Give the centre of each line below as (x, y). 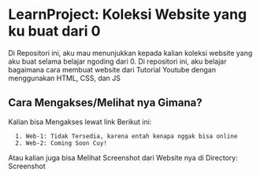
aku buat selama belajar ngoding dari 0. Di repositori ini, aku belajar (117, 61)
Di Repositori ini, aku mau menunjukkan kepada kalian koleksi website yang (130, 53)
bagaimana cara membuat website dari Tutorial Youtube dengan (112, 69)
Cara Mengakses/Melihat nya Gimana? (105, 103)
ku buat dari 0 (54, 31)
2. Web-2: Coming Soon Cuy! (61, 143)
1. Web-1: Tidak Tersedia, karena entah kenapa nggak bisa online (126, 136)
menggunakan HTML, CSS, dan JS (64, 78)
